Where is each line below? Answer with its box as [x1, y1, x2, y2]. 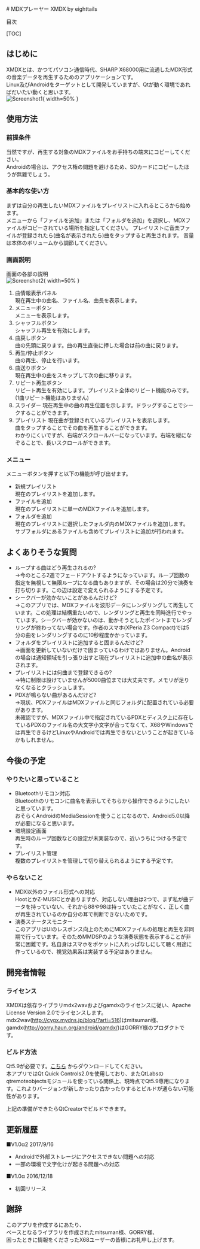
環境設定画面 [14, 827, 47, 834]
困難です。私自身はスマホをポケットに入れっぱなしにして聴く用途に [25, 941, 192, 948]
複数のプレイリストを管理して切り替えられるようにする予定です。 [14, 857, 177, 864]
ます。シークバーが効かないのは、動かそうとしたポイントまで [25, 617, 177, 624]
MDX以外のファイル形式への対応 [14, 888, 96, 896]
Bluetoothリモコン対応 [14, 789, 70, 797]
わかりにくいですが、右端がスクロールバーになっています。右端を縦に [14, 432, 187, 439]
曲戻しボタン [14, 334, 47, 342]
